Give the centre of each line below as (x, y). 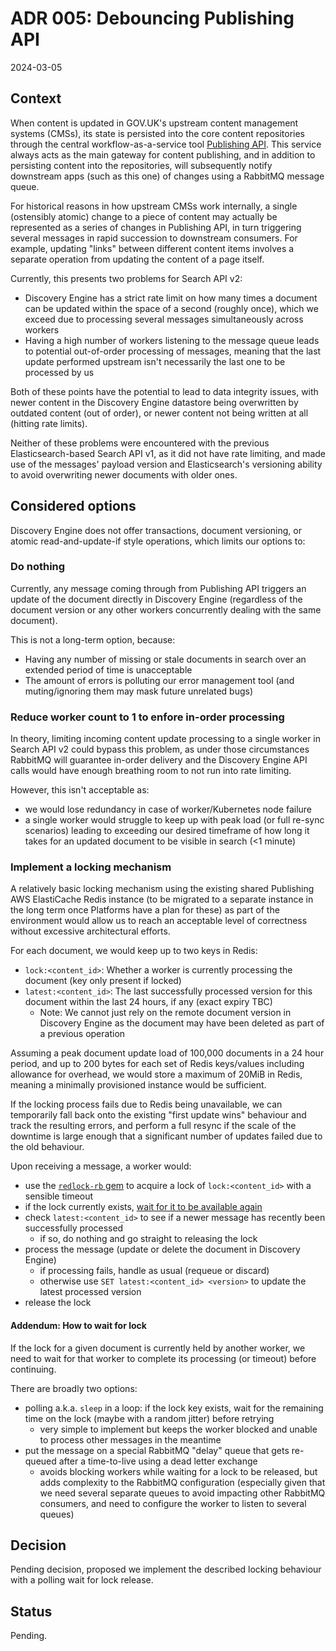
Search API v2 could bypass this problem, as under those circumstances (160, 749)
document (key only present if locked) (103, 981)
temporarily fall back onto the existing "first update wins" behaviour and (158, 1115)
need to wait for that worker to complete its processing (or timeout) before (163, 1358)
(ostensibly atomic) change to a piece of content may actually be (144, 216)
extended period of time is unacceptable (108, 669)
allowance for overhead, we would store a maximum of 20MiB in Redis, (156, 1074)
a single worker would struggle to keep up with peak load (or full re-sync (174, 820)
